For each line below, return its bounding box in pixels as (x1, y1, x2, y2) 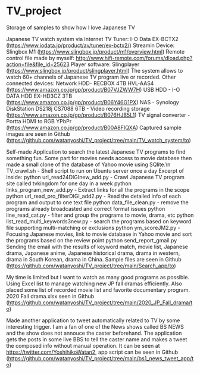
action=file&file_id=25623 (6, 61, 70, 68)
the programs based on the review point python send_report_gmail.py (6, 236, 177, 244)
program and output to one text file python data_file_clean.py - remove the (6, 198, 189, 206)
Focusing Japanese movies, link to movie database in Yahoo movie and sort (6, 230, 192, 238)
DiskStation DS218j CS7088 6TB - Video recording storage (6, 105, 150, 112)
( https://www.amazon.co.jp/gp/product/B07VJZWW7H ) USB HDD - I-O (6, 86, 180, 93)
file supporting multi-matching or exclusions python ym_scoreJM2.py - (6, 224, 180, 231)
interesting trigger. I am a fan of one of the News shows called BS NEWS (6, 323, 185, 330)
